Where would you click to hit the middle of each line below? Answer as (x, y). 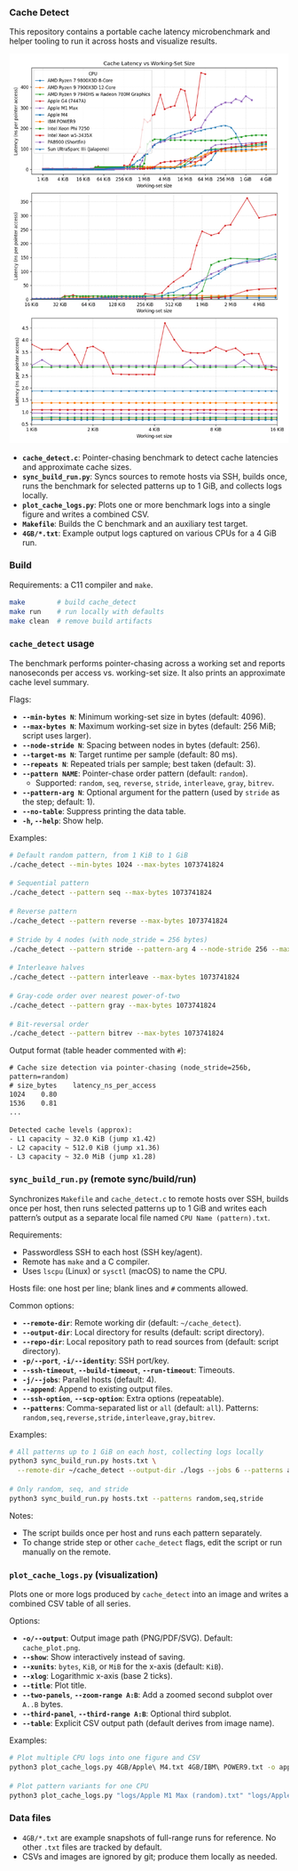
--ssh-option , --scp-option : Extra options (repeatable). (123, 1398)
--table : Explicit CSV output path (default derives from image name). (148, 1723)
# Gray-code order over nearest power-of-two (94, 996)
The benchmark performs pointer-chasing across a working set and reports (147, 663)
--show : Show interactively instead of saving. (103, 1657)
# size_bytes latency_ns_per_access (83, 1086)
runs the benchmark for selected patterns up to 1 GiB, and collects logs (152, 486)
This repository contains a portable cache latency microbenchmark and (140, 32)
